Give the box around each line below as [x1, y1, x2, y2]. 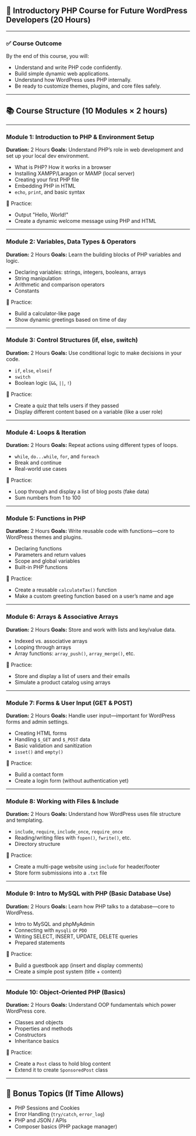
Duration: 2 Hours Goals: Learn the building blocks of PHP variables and [6, 251, 181, 258]
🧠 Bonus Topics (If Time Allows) [6, 1089, 124, 1099]
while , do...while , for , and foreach [14, 453, 100, 460]
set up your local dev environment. [6, 153, 90, 160]
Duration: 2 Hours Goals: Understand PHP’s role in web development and [6, 146, 184, 153]
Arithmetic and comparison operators [14, 281, 105, 288]
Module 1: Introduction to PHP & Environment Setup [6, 133, 155, 141]
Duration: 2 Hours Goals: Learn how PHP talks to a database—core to [6, 903, 175, 910]
